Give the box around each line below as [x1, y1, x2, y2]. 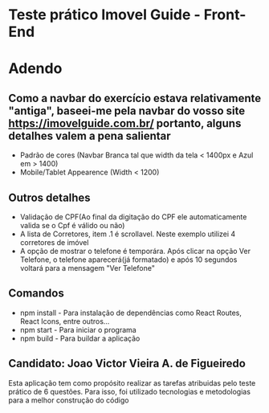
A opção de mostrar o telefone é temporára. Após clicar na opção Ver [19, 247, 251, 256]
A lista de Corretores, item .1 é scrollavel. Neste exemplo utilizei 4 [19, 229, 236, 239]
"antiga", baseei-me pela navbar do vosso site [8, 104, 246, 117]
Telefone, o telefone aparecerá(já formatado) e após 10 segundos [19, 255, 238, 264]
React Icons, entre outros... [19, 316, 110, 326]
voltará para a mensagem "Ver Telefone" [19, 264, 155, 272]
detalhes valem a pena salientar [8, 129, 171, 142]
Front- [203, 6, 247, 24]
